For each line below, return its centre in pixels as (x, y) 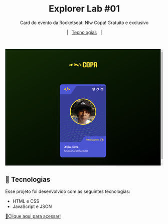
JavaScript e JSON (32, 206)
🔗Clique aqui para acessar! (33, 216)
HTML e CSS (26, 201)
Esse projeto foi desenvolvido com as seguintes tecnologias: (68, 191)
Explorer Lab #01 (84, 9)
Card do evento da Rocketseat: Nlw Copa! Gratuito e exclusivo (84, 23)
